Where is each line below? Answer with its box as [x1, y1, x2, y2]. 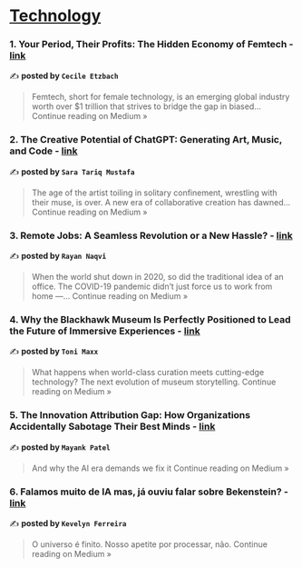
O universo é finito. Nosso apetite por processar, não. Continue [31, 538, 268, 550]
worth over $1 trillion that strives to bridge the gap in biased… [31, 101, 261, 112]
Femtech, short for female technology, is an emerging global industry [31, 92, 290, 103]
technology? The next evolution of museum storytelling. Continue [31, 376, 277, 387]
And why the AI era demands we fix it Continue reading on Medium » [31, 463, 289, 473]
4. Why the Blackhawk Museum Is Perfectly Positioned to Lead [9, 314, 292, 325]
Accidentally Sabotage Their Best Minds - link [9, 420, 216, 433]
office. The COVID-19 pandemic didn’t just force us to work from [31, 281, 273, 292]
